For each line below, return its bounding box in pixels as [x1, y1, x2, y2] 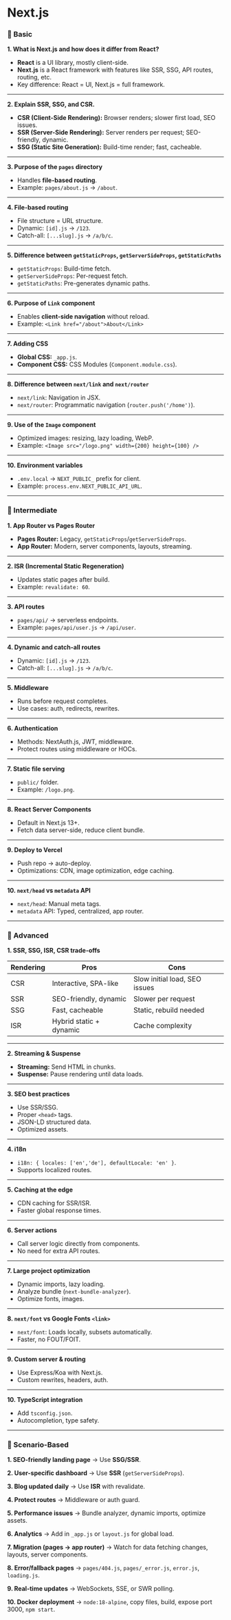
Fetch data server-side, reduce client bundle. [16, 826, 145, 834]
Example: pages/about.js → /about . [16, 184, 118, 192]
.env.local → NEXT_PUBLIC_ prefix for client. [16, 475, 141, 483]
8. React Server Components [7, 805, 91, 813]
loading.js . [7, 1571, 40, 1579]
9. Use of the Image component [7, 421, 96, 429]
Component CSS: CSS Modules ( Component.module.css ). [16, 360, 177, 368]
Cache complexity [133, 1021, 192, 1031]
